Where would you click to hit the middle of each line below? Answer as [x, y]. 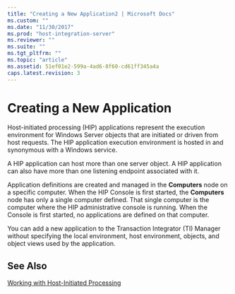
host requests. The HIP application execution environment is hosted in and [115, 143]
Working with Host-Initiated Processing [64, 283]
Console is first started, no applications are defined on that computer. [108, 215]
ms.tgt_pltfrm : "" [34, 54]
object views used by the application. [61, 244]
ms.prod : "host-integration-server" [61, 34]
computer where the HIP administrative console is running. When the [108, 207]
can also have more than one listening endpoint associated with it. [103, 171]
